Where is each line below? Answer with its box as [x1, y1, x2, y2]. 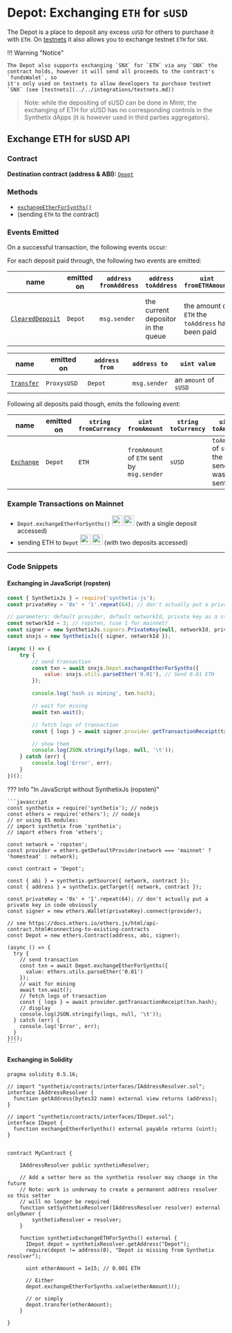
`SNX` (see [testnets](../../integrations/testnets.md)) [7, 86, 175, 93]
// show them [32, 740, 70, 748]
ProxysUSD [46, 380, 78, 387]
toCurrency [170, 425, 206, 433]
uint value [180, 360, 216, 368]
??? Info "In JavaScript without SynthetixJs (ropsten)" [7, 785, 160, 793]
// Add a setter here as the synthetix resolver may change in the [19, 1174, 217, 1181]
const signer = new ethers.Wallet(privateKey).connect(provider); [7, 908, 202, 915]
